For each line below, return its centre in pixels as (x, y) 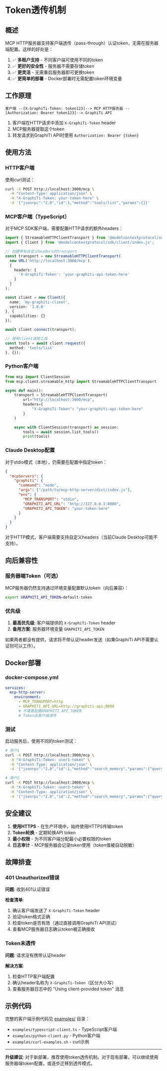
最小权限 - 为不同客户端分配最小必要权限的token (62, 839)
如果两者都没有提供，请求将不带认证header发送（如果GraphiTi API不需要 (80, 639)
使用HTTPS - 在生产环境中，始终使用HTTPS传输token (68, 826)
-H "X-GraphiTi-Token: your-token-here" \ (54, 198)
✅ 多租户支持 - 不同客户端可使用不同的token (58, 60)
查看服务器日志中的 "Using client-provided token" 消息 (68, 989)
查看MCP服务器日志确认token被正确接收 (54, 929)
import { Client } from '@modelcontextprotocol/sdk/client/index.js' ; (80, 243)
